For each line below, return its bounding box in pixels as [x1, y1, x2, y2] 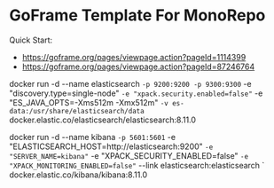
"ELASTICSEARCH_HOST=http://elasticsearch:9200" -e [9, 141, 214, 152]
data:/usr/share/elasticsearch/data [9, 106, 145, 115]
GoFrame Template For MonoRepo [9, 5, 266, 26]
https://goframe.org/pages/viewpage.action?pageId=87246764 [21, 61, 255, 72]
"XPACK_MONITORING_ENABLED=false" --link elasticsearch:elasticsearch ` [9, 160, 265, 170]
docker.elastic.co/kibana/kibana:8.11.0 [9, 169, 148, 180]
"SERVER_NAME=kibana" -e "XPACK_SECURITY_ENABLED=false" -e [9, 150, 249, 161]
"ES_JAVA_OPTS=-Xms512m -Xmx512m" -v [9, 97, 168, 107]
